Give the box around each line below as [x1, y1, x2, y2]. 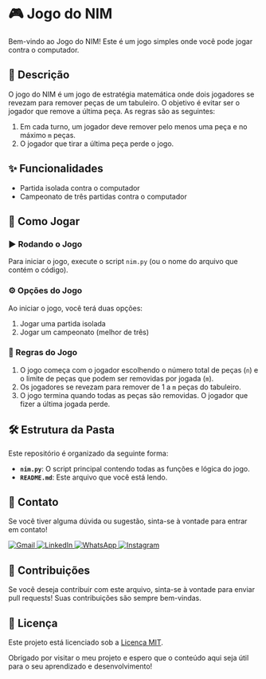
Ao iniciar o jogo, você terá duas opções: [8, 303, 143, 313]
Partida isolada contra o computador [19, 183, 141, 192]
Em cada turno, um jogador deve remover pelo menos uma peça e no [19, 121, 248, 131]
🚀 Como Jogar [8, 215, 80, 228]
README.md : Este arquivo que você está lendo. [19, 472, 168, 482]
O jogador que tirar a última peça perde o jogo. [19, 139, 174, 148]
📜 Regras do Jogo [8, 347, 78, 358]
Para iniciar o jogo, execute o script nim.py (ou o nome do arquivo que [8, 257, 239, 266]
